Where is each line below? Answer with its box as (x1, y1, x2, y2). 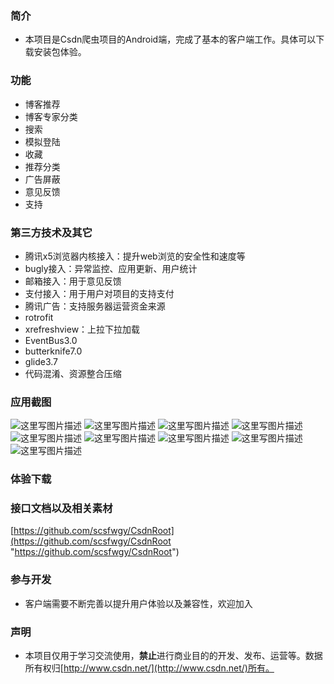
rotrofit (24, 311, 54, 323)
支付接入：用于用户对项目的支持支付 (24, 287, 175, 299)
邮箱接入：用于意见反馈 (24, 275, 122, 287)
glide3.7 (24, 355, 58, 367)
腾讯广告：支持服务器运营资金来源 (24, 300, 166, 312)
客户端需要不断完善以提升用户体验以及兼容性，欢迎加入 (24, 597, 253, 609)
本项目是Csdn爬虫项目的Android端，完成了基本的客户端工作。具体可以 (24, 33, 317, 46)
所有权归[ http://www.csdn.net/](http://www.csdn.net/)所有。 (24, 662, 275, 674)
